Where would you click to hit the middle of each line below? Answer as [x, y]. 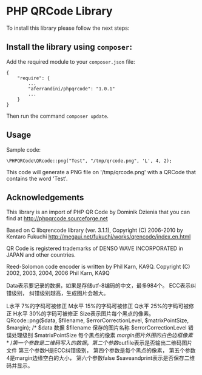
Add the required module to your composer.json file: [71, 61]
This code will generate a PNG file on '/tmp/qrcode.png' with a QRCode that [101, 172]
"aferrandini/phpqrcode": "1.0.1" [72, 89]
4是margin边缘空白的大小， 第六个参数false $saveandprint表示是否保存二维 [101, 358]
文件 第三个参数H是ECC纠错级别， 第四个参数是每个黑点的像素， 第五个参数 [101, 351]
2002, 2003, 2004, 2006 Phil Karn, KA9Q [58, 273]
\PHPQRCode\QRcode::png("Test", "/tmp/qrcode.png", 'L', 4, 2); [89, 161]
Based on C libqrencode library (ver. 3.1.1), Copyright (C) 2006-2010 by [95, 230]
